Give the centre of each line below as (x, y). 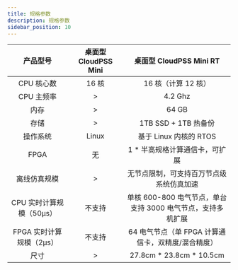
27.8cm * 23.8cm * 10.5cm (177, 255)
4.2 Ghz (177, 96)
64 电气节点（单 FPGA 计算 (174, 232)
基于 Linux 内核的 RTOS (177, 136)
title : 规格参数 (29, 14)
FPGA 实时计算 (38, 232)
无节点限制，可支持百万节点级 (177, 174)
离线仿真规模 (37, 179)
